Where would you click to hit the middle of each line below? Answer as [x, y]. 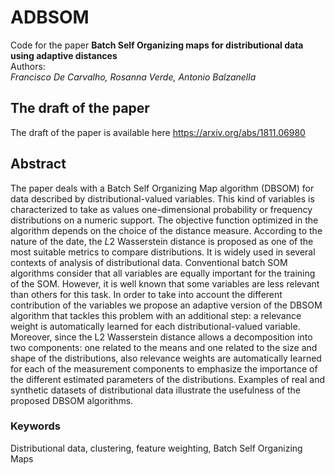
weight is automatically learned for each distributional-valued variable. [155, 326]
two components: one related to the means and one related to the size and [164, 347]
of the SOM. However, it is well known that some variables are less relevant [165, 283]
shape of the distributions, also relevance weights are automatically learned [166, 358]
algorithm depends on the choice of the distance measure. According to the [166, 230]
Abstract [38, 164]
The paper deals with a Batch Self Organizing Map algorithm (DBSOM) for [162, 188]
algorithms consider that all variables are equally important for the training [163, 273]
